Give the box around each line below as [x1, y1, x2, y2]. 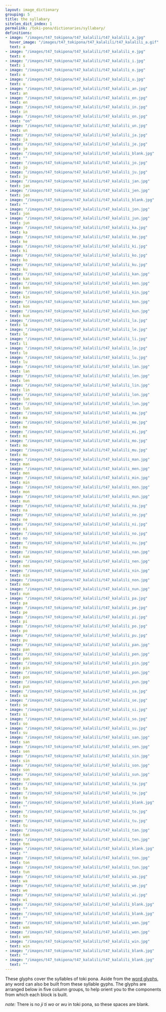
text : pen [9, 656, 30, 661]
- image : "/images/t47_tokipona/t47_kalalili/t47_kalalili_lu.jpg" [5, 355, 148, 360]
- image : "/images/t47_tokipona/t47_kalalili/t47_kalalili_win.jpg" [5, 939, 150, 944]
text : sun [9, 777, 30, 782]
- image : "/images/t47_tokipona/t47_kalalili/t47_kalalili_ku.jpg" [5, 262, 148, 267]
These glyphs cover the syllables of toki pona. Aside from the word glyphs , [5, 976, 159, 982]
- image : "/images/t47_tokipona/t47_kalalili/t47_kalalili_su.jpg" [5, 726, 148, 731]
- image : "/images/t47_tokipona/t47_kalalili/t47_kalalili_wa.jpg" [5, 874, 148, 879]
